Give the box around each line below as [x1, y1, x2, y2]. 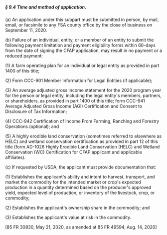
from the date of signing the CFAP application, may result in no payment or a [5, 47, 163, 53]
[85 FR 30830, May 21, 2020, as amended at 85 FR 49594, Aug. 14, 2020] [5, 224, 157, 230]
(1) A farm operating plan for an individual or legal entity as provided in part [5, 62, 160, 68]
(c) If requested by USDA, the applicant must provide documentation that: [5, 164, 157, 170]
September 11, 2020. [5, 27, 47, 33]
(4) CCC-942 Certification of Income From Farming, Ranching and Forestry [5, 118, 160, 124]
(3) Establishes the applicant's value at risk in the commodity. [5, 214, 132, 220]
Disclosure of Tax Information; [5, 108, 67, 114]
